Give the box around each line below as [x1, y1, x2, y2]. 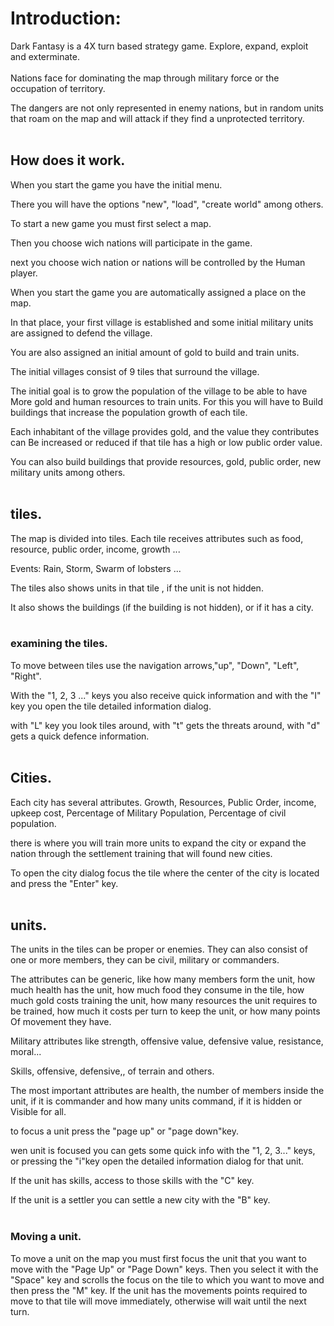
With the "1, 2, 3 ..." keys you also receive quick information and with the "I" [10, 689, 322, 701]
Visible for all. [10, 1106, 67, 1118]
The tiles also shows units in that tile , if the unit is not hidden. [10, 582, 264, 594]
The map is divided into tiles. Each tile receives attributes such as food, [10, 532, 304, 544]
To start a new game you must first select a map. [10, 217, 212, 229]
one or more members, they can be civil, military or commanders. [10, 954, 280, 966]
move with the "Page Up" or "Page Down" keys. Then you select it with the [10, 1263, 319, 1275]
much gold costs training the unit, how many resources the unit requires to [10, 995, 318, 1007]
